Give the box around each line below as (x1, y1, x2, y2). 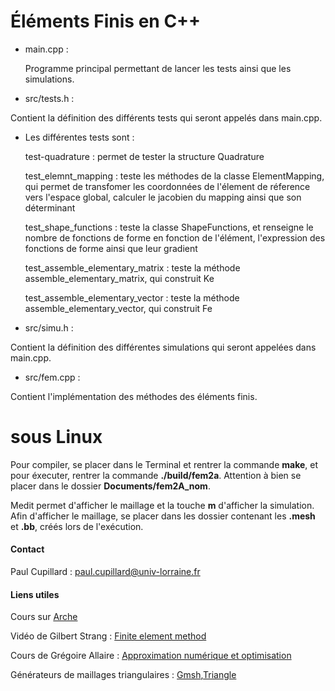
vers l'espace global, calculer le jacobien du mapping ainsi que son (24, 191, 302, 203)
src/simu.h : (24, 321, 74, 334)
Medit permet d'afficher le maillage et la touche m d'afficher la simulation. (10, 499, 315, 511)
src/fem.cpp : (24, 371, 81, 383)
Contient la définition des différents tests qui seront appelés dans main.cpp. (10, 111, 323, 124)
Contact (10, 543, 45, 555)
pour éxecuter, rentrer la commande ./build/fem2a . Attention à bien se (10, 469, 302, 481)
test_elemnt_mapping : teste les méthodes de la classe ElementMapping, (24, 170, 325, 182)
